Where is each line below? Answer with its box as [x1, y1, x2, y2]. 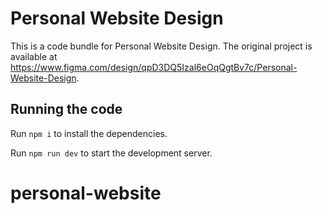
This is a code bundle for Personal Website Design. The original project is [10, 40, 313, 52]
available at [10, 50, 58, 62]
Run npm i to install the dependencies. [10, 127, 168, 139]
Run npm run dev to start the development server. [10, 147, 213, 159]
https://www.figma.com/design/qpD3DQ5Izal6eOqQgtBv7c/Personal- [10, 61, 298, 73]
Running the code [10, 101, 123, 118]
